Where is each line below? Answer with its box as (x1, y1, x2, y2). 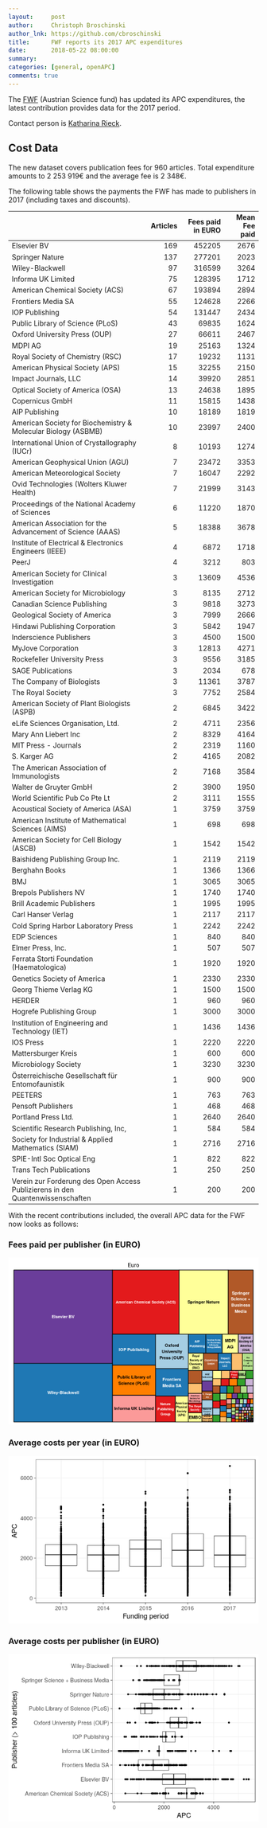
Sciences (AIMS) (11, 824, 68, 834)
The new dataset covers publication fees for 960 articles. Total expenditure (8, 162, 255, 172)
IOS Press (11, 1037, 44, 1047)
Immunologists (11, 771, 60, 780)
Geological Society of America (11, 610, 111, 620)
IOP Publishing (11, 307, 60, 317)
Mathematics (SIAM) (11, 1142, 79, 1152)
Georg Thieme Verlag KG (11, 984, 94, 994)
